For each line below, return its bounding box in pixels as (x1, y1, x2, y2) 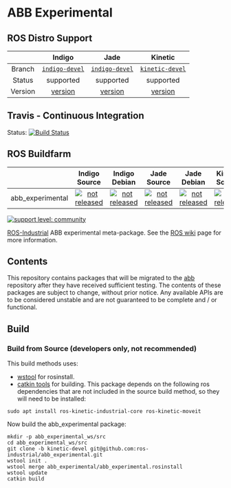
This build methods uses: (7, 359, 79, 368)
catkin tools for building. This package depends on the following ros (16, 380, 210, 388)
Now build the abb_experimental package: (7, 420, 127, 428)
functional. (7, 303, 38, 311)
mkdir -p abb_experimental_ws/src (7, 434, 107, 441)
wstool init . (7, 458, 48, 465)
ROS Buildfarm (7, 148, 71, 160)
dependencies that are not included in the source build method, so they (16, 388, 220, 396)
